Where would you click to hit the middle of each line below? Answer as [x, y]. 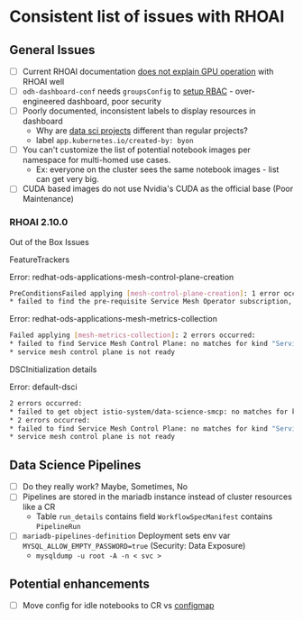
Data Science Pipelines [75, 465]
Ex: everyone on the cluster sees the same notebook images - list [157, 169]
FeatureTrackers [40, 260]
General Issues [52, 50]
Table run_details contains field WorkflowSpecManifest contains [154, 516]
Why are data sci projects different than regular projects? [142, 131]
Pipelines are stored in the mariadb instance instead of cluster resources [157, 497]
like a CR [39, 507]
